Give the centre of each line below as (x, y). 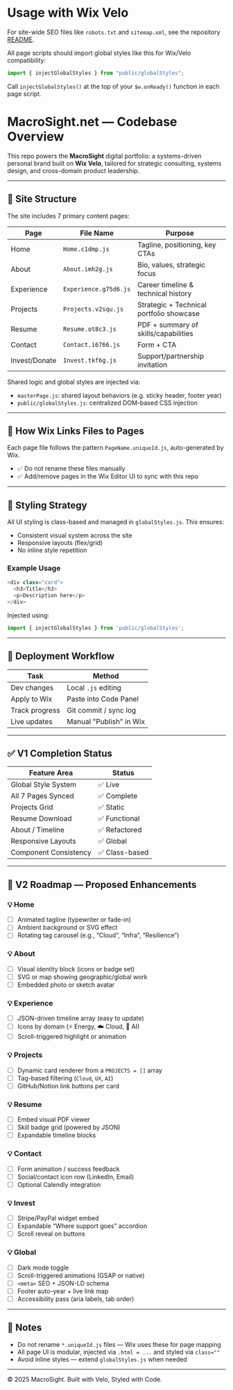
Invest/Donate (34, 360)
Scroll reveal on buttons (51, 1234)
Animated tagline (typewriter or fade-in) (74, 920)
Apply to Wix (32, 699)
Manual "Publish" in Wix (106, 721)
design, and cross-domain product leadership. (74, 170)
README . (21, 39)
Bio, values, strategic (172, 264)
